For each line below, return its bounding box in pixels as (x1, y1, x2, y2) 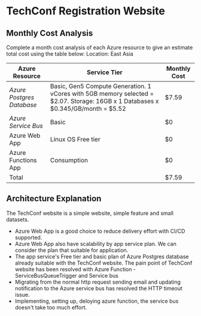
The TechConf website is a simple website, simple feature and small (6, 209, 173, 217)
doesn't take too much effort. (14, 303, 87, 311)
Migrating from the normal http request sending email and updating (14, 278, 181, 285)
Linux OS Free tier (50, 135, 100, 143)
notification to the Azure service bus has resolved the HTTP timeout (14, 284, 182, 291)
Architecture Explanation (6, 193, 102, 204)
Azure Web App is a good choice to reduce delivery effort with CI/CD (14, 227, 185, 235)
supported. (14, 233, 42, 241)
